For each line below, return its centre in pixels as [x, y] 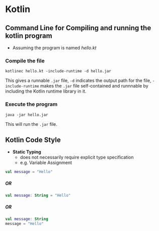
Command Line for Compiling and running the [78, 28]
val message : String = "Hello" [38, 196]
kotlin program [29, 35]
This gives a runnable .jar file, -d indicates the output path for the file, [78, 81]
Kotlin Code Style [33, 140]
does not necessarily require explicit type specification [77, 158]
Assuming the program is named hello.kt [54, 48]
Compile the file [25, 60]
